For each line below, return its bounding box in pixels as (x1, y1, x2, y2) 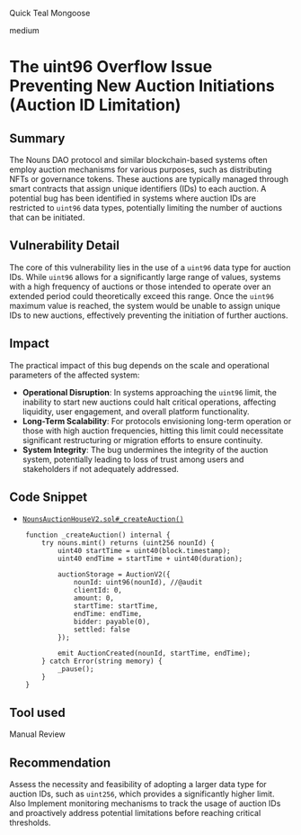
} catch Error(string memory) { (41, 657, 164, 666)
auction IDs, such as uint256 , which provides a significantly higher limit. (9, 788, 275, 800)
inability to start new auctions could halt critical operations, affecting (22, 396, 277, 407)
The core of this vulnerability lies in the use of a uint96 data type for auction (9, 261, 291, 273)
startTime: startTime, (73, 602, 159, 611)
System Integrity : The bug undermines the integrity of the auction (22, 444, 269, 455)
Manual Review (9, 729, 66, 740)
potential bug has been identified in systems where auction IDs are (9, 193, 257, 204)
